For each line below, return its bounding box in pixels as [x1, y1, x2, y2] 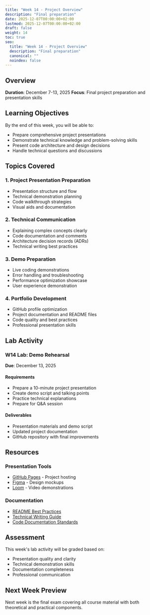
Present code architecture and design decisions [12, 142, 110, 148]
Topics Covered [5, 162, 55, 170]
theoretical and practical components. [5, 605, 83, 611]
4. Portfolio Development [5, 295, 67, 302]
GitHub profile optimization [12, 306, 68, 312]
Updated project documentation [12, 428, 78, 434]
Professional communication [12, 572, 71, 578]
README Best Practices [12, 508, 61, 514]
